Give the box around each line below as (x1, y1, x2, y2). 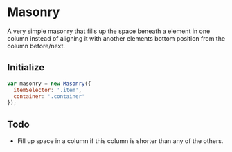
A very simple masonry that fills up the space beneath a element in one (7, 27, 211, 35)
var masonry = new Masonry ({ (7, 80, 91, 87)
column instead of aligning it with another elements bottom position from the (7, 34, 226, 42)
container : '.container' (13, 93, 85, 100)
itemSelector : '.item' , (13, 86, 82, 93)
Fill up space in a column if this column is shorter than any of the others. (17, 137, 224, 145)
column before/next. (7, 41, 66, 50)
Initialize (7, 61, 45, 73)
